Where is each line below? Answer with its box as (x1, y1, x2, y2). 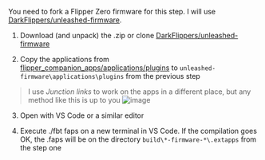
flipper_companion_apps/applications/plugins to (19, 63, 178, 72)
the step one (19, 143, 62, 152)
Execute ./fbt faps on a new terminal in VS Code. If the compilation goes (19, 127, 258, 135)
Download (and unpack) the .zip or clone (19, 31, 155, 40)
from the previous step (125, 72, 201, 80)
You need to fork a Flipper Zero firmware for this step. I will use (8, 7, 216, 16)
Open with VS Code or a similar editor (19, 111, 144, 120)
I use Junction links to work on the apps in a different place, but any (27, 87, 251, 96)
